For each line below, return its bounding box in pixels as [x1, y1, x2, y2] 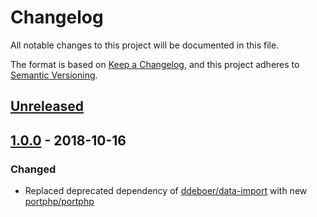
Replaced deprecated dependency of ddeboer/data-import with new [24, 185, 308, 197]
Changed [10, 162, 57, 176]
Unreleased [10, 98, 85, 115]
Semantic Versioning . [10, 69, 98, 81]
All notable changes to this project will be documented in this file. [10, 39, 280, 51]
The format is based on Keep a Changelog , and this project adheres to [10, 58, 300, 70]
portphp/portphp [24, 196, 95, 208]
